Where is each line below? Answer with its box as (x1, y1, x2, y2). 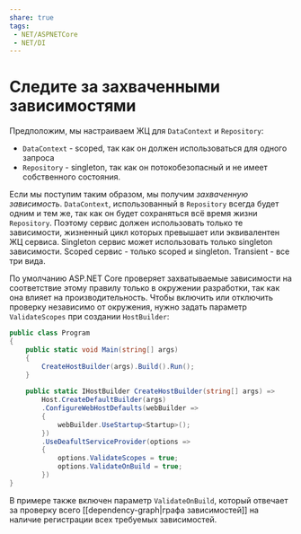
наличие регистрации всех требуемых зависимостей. (9, 513, 217, 525)
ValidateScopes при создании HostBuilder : (9, 311, 170, 322)
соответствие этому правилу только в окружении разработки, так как (9, 283, 280, 293)
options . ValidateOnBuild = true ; (57, 462, 182, 471)
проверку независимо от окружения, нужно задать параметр (9, 302, 247, 312)
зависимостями (9, 96, 137, 117)
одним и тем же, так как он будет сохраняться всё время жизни (9, 208, 258, 219)
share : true (9, 13, 54, 22)
